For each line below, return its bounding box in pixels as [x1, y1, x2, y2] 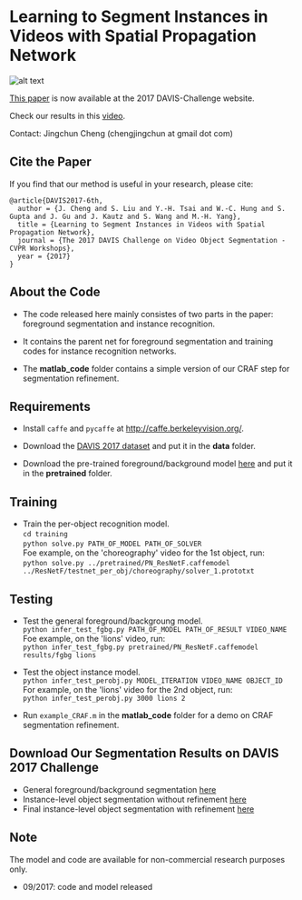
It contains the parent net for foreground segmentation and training [22, 335, 274, 346]
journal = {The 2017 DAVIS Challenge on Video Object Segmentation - [17, 235, 286, 245]
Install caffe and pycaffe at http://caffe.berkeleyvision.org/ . [22, 423, 245, 434]
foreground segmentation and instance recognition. [22, 318, 216, 329]
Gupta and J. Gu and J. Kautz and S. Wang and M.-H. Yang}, [9, 212, 242, 221]
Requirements [9, 398, 91, 415]
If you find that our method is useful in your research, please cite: [9, 178, 254, 189]
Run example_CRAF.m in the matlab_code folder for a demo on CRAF [22, 710, 274, 720]
